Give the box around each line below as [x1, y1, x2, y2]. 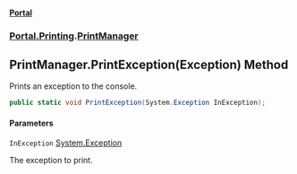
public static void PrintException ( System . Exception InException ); [9, 99, 267, 108]
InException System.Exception [9, 137, 123, 148]
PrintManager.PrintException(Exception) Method [9, 57, 289, 72]
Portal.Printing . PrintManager [9, 30, 139, 42]
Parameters [9, 117, 54, 128]
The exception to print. [9, 155, 93, 166]
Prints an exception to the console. [9, 81, 138, 91]
